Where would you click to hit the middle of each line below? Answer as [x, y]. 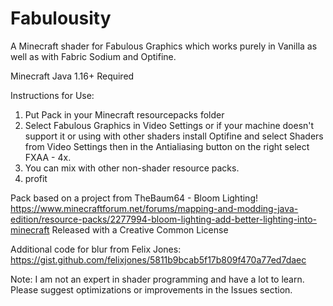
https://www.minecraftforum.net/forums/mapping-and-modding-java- [154, 208]
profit [36, 178]
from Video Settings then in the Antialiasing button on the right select [167, 146]
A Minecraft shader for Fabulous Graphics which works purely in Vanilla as [164, 46]
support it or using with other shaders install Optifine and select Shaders [174, 136]
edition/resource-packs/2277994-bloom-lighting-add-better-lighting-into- [164, 219]
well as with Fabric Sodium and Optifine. [93, 56]
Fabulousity [61, 18]
